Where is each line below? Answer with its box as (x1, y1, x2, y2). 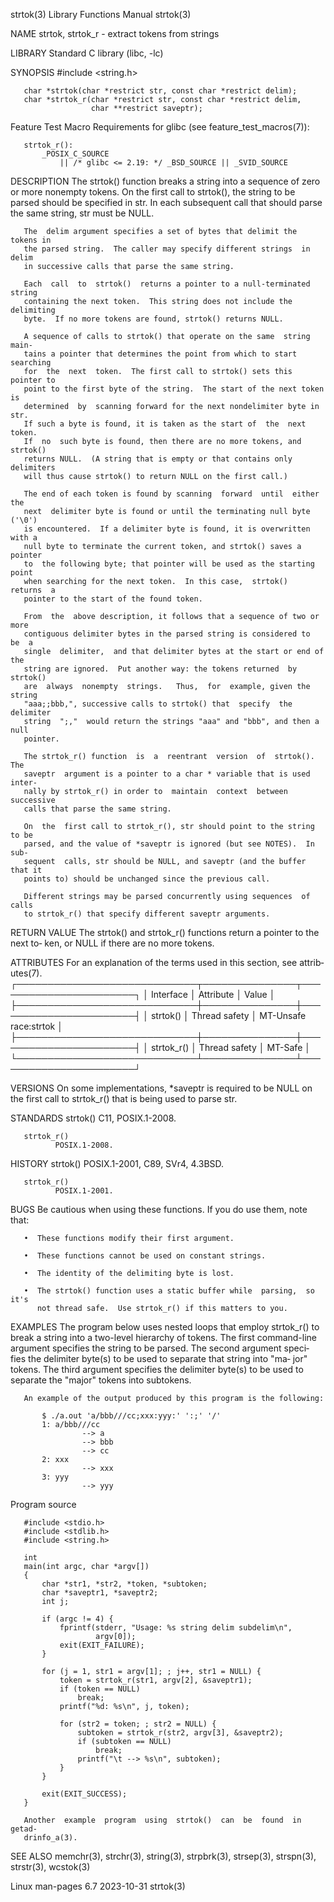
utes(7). (10, 967, 43, 979)
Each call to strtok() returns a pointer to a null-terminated (23, 279, 311, 289)
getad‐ (10, 1824, 38, 1834)
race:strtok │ (10, 1020, 63, 1032)
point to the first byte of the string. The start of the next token (23, 384, 325, 394)
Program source (10, 1499, 77, 1510)
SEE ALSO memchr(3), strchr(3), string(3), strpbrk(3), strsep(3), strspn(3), (10, 1850, 317, 1862)
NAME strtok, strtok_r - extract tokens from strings (10, 28, 220, 39)
